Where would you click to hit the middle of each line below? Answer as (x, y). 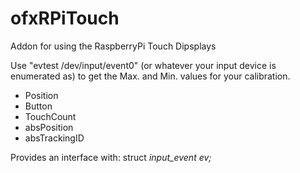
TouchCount (50, 116)
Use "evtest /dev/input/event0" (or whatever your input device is (143, 65)
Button (38, 106)
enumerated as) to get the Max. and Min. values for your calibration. (150, 76)
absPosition (49, 127)
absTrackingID (54, 138)
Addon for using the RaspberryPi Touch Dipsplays (113, 46)
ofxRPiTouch (65, 18)
